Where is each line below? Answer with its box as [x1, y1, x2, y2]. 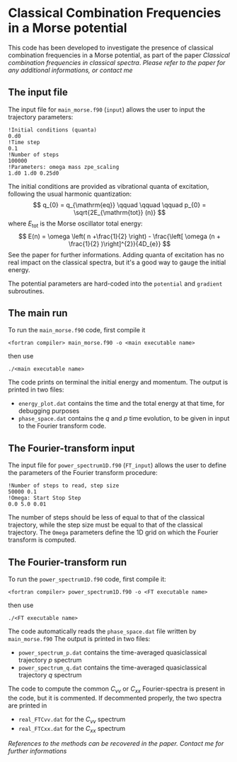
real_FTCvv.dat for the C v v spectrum [18, 715, 126, 725]
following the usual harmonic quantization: [8, 189, 132, 198]
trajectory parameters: [8, 112, 74, 121]
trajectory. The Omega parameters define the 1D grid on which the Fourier [8, 528, 219, 537]
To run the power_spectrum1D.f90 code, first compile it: [8, 575, 167, 583]
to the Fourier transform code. [18, 422, 107, 430]
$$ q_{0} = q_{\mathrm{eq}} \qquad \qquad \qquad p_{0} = [33, 200, 207, 209]
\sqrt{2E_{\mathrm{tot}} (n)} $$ [74, 208, 166, 216]
